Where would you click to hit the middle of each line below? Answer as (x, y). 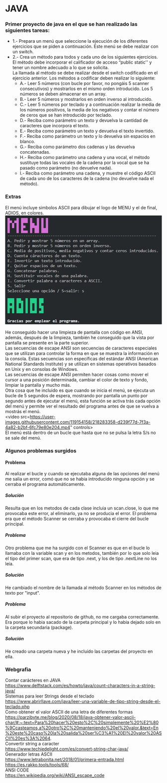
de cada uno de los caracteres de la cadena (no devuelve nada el (87, 178)
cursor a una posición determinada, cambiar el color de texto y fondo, (77, 380)
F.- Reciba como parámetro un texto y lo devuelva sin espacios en (87, 136)
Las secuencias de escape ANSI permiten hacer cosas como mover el (77, 374)
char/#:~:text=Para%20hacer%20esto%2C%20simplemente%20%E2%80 (82, 723)
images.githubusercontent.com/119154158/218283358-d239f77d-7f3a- (78, 422)
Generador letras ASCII (29, 754)
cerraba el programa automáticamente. (45, 484)
